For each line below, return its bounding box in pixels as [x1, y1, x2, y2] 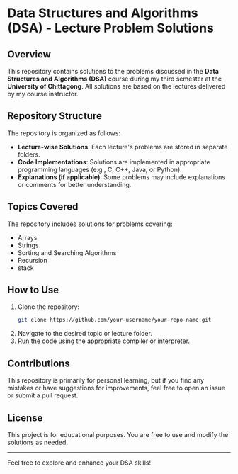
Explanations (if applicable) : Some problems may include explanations [17, 172, 225, 181]
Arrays [17, 233, 38, 242]
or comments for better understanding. [17, 180, 132, 188]
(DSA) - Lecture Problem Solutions [7, 20, 214, 36]
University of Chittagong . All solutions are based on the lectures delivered [7, 82, 226, 90]
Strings [17, 241, 39, 249]
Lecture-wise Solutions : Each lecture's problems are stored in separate [17, 142, 228, 151]
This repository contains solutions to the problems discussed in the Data [7, 67, 220, 75]
